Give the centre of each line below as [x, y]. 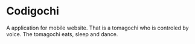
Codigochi [33, 11]
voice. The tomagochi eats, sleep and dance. [62, 34]
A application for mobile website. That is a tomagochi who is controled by [97, 28]
